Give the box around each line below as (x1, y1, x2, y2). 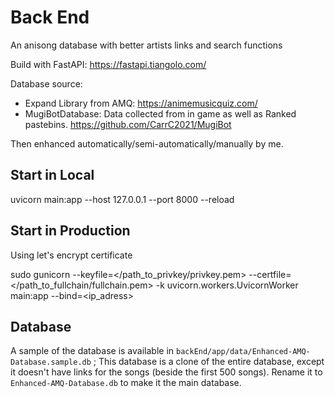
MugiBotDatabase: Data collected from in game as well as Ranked (24, 107, 297, 120)
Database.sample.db (10, 357, 92, 368)
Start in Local (10, 167, 95, 184)
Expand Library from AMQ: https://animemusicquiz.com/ (24, 97, 258, 109)
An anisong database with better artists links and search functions (10, 39, 283, 51)
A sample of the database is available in (10, 345, 175, 357)
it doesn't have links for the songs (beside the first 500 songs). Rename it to (10, 366, 323, 378)
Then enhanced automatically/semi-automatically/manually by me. (10, 137, 284, 150)
